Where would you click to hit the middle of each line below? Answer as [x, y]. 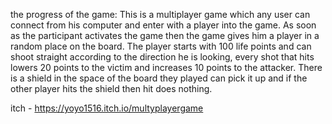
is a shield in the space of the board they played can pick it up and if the [159, 78]
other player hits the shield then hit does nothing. [111, 88]
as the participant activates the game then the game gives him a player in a [165, 35]
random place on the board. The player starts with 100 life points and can [161, 46]
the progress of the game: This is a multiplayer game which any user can [160, 14]
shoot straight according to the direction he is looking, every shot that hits [162, 57]
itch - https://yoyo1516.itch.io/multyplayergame [107, 108]
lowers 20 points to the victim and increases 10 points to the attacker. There [166, 67]
